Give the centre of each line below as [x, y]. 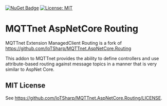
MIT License [25, 86]
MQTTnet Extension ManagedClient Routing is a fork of [64, 43]
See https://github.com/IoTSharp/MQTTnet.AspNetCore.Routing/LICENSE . [84, 98]
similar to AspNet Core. [30, 69]
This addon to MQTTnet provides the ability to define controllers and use [82, 58]
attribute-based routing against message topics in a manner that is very [81, 64]
